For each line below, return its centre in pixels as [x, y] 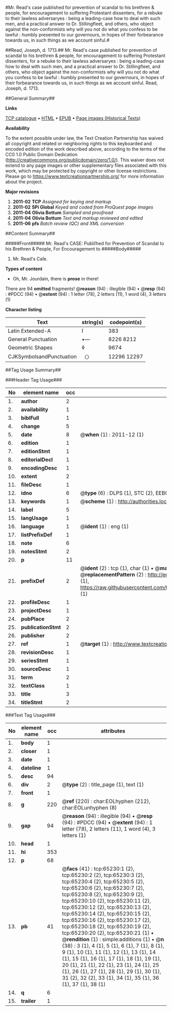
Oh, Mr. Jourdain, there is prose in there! [56, 279]
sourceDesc [36, 669]
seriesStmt [35, 661]
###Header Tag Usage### [34, 380]
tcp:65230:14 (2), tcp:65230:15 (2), [106, 914]
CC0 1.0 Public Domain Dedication [41, 154]
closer [29, 751]
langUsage [35, 518]
